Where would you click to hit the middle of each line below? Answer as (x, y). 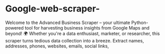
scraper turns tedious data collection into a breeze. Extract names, (75, 40)
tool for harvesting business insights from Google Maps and (87, 27)
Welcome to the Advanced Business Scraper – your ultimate (68, 22)
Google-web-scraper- (53, 9)
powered (14, 27)
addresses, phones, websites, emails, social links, (57, 46)
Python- (140, 22)
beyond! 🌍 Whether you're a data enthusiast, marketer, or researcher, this (83, 33)
